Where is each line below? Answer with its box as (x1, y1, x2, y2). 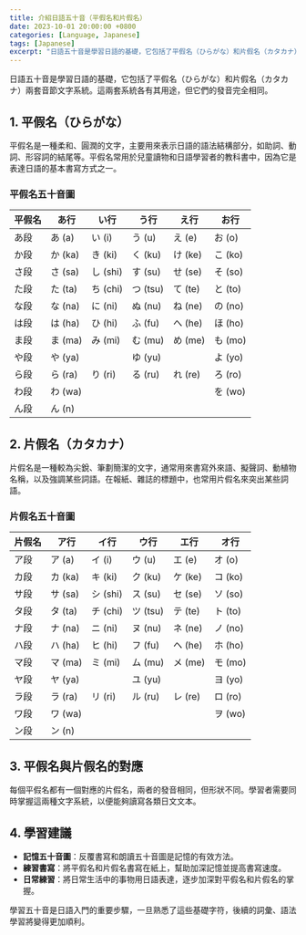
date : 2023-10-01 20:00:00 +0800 (9, 22, 137, 31)
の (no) (213, 300, 244, 313)
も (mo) (213, 334, 247, 347)
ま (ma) (50, 334, 83, 347)
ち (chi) (90, 283, 124, 296)
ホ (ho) (213, 639, 244, 652)
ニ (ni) (90, 622, 118, 635)
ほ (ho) (213, 317, 244, 329)
